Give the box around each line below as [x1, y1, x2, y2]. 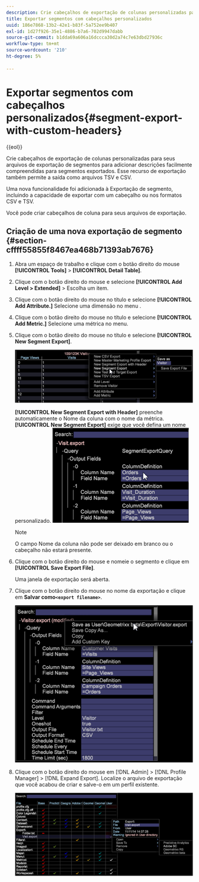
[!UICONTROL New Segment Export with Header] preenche [14, 409, 163, 416]
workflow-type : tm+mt [6, 41, 60, 47]
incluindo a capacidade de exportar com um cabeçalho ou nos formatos [6, 191, 182, 199]
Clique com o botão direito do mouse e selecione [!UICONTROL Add [14, 279, 182, 286]
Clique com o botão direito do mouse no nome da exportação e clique [14, 587, 185, 595]
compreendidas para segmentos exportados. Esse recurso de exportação [6, 167, 187, 174]
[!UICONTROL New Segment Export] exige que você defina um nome [14, 421, 186, 429]
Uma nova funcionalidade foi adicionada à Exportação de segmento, [6, 185, 174, 192]
